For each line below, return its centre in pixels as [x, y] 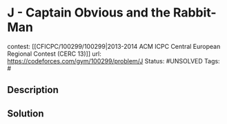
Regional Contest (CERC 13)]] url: [54, 54]
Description [33, 90]
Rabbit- [195, 13]
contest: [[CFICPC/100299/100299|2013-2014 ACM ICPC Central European [114, 46]
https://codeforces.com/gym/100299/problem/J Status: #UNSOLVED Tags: [113, 61]
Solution [26, 113]
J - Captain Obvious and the [89, 13]
